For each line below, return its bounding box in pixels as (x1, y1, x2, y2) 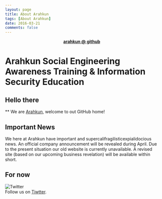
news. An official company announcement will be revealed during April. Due (5, 141, 157, 147)
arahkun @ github (63, 39, 101, 44)
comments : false (5, 25, 38, 30)
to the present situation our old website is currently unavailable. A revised (5, 146, 152, 152)
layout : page (5, 7, 32, 12)
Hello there (5, 96, 39, 104)
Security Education (5, 77, 84, 88)
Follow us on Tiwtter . (5, 189, 47, 195)
